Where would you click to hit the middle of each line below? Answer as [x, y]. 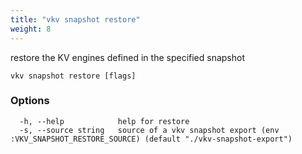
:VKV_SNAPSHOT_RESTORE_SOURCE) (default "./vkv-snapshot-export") [151, 139]
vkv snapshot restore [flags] [73, 76]
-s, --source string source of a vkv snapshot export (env [149, 130]
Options [30, 101]
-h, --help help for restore [104, 121]
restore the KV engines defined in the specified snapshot [127, 57]
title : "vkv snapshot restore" [75, 19]
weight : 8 [31, 29]
